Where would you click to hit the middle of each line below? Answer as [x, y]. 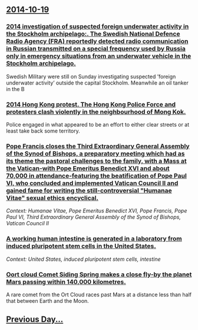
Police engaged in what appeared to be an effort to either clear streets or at [98, 124]
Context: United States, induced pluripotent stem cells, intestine [83, 259]
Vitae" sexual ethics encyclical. [52, 198]
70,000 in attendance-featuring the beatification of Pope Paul [96, 176]
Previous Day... [35, 320]
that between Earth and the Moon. [48, 300]
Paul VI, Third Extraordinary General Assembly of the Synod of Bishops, [93, 217]
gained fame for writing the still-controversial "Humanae [89, 190]
